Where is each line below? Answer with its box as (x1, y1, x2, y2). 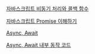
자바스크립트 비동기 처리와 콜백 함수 (6, 5, 89, 12)
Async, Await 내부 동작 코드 (6, 42, 71, 48)
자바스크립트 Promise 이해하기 (6, 18, 77, 25)
